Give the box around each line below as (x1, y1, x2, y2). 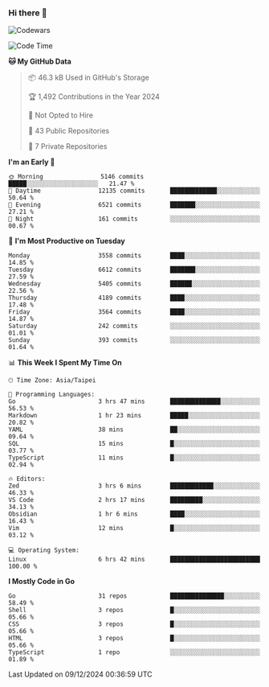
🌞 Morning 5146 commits (8, 173, 145, 181)
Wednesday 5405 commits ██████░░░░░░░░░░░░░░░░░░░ (8, 280, 261, 288)
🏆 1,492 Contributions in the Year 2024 (27, 92, 161, 101)
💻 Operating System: (8, 546, 80, 554)
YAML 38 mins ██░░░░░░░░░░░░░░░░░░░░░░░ (8, 426, 261, 434)
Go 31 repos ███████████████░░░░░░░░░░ (8, 592, 261, 600)
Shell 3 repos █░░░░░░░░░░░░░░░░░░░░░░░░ (8, 607, 261, 615)
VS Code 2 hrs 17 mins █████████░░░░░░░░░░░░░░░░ (8, 496, 261, 504)
